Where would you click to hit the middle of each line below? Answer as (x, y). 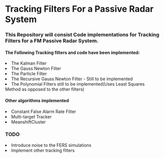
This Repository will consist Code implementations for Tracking (82, 35)
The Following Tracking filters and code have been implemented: (72, 52)
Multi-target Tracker (32, 116)
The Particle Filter (29, 74)
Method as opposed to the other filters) (45, 90)
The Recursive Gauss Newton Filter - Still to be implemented (72, 79)
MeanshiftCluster (29, 122)
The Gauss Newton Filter (36, 68)
